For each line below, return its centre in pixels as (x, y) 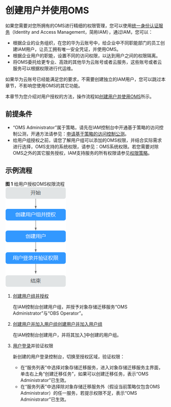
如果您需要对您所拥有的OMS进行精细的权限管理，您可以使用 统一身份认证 (82, 26)
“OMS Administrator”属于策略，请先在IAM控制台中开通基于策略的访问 (86, 127)
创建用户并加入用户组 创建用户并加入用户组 (57, 324)
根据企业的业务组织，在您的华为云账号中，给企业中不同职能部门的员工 (87, 43)
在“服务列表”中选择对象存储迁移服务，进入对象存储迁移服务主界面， (92, 367)
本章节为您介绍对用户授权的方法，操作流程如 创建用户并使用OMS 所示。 (80, 96)
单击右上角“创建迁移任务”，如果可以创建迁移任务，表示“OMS (84, 374)
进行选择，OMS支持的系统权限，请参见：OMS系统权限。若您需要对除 (86, 147)
